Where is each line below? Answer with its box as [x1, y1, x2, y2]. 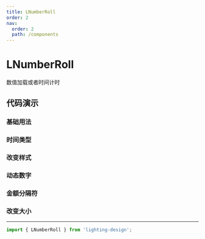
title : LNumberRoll [6, 9, 56, 15]
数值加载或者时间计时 [6, 78, 60, 86]
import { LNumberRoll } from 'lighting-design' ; [6, 227, 132, 233]
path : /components [12, 32, 59, 38]
